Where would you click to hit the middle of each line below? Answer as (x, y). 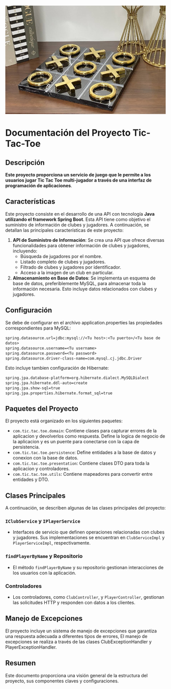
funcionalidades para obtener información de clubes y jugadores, (81, 245)
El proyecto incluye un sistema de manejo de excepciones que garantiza (81, 631)
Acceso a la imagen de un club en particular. (67, 272)
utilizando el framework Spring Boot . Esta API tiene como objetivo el (78, 219)
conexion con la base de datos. (46, 458)
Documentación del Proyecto (68, 133)
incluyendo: (25, 251)
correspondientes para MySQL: (38, 328)
